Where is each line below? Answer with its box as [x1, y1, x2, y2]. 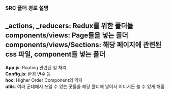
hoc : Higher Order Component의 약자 [5, 77, 83, 83]
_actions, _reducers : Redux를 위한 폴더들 [5, 22, 134, 30]
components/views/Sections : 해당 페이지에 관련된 [5, 40, 162, 49]
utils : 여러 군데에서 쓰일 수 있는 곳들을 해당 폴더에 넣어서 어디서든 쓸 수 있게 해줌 [5, 83, 165, 89]
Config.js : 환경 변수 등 [5, 71, 51, 77]
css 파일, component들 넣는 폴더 [5, 50, 106, 59]
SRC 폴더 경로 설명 [5, 4, 49, 11]
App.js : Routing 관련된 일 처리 [5, 64, 67, 70]
